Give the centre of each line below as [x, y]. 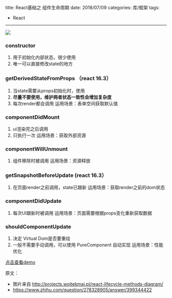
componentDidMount [33, 117]
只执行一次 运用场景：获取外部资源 [49, 135]
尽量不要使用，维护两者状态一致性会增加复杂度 [62, 97]
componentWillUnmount [37, 149]
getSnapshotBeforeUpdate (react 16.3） [56, 175]
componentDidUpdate [34, 201]
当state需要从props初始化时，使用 [49, 90]
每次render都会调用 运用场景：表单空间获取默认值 [65, 103]
